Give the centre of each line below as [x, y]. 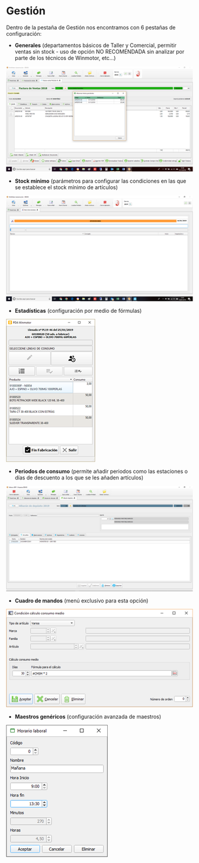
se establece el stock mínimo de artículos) [66, 187]
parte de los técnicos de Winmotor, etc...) [65, 58]
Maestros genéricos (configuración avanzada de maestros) [88, 716]
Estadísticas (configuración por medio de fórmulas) [78, 310]
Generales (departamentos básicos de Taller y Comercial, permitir [95, 45]
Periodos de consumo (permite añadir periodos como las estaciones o [101, 471]
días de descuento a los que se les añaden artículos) [79, 478]
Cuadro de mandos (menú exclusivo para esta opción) [81, 601]
